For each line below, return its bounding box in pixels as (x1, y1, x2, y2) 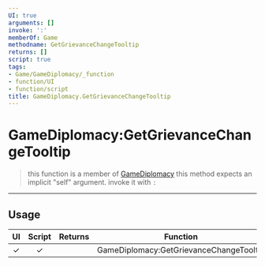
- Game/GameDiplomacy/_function (8, 70, 114, 78)
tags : (8, 63, 26, 71)
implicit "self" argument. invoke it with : (27, 178, 157, 187)
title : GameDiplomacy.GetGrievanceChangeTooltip (8, 92, 171, 100)
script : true (8, 56, 51, 64)
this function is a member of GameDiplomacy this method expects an (27, 169, 252, 178)
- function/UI (8, 77, 55, 85)
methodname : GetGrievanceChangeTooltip (8, 41, 140, 49)
